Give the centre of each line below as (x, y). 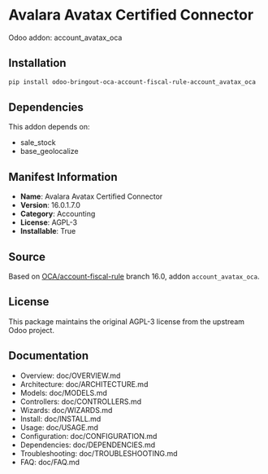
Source (27, 257)
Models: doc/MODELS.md (63, 393)
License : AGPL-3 (49, 222)
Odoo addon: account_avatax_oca (65, 37)
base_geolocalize (49, 151)
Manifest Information (63, 177)
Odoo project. (32, 330)
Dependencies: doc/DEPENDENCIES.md (88, 445)
